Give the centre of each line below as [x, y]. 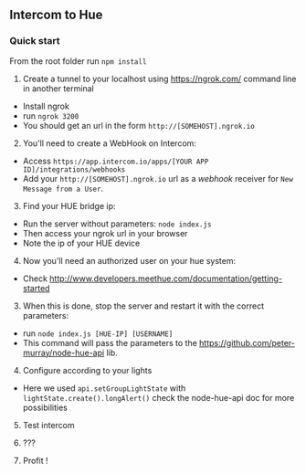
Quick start [35, 41]
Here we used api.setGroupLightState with [104, 388]
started [36, 288]
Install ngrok [46, 106]
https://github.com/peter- [247, 342]
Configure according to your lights [87, 370]
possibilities [45, 407]
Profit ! [35, 460]
